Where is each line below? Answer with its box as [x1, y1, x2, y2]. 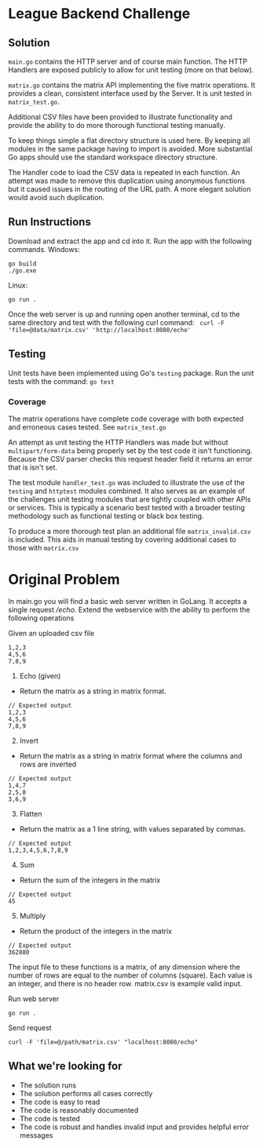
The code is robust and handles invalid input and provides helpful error [19, 1122, 250, 1132]
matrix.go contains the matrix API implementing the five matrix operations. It [8, 80, 256, 90]
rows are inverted [19, 759, 77, 769]
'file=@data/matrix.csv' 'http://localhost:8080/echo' [8, 326, 192, 334]
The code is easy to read [19, 1097, 100, 1106]
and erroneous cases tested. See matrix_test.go [8, 422, 166, 432]
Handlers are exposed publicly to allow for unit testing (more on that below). [8, 65, 254, 75]
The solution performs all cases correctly [19, 1088, 153, 1098]
